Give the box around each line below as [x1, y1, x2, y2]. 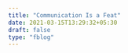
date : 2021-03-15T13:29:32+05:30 [8, 19, 118, 26]
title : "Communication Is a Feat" [8, 11, 122, 19]
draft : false [8, 26, 51, 34]
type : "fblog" [8, 33, 55, 41]
